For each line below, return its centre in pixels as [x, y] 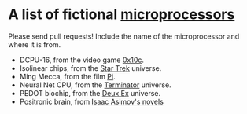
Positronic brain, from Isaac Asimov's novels [91, 101]
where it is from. [35, 44]
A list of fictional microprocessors [122, 15]
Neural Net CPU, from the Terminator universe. [95, 85]
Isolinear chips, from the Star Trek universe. [90, 68]
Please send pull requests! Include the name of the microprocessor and [124, 36]
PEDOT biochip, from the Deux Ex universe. [90, 93]
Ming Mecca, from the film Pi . [67, 76]
